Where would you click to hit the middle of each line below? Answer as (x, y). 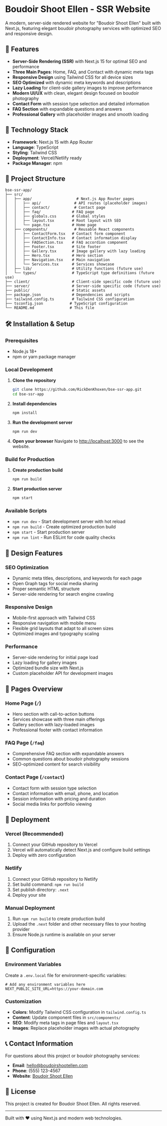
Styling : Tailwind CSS (35, 153)
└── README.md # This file (50, 308)
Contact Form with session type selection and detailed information (81, 104)
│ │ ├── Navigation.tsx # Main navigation (58, 260)
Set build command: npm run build (48, 884)
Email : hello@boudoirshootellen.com (50, 1065)
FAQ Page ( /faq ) (25, 743)
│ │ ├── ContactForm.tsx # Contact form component (65, 234)
